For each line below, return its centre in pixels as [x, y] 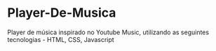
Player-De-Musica [62, 13]
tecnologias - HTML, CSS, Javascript [61, 39]
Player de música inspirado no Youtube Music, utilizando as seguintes [108, 32]
